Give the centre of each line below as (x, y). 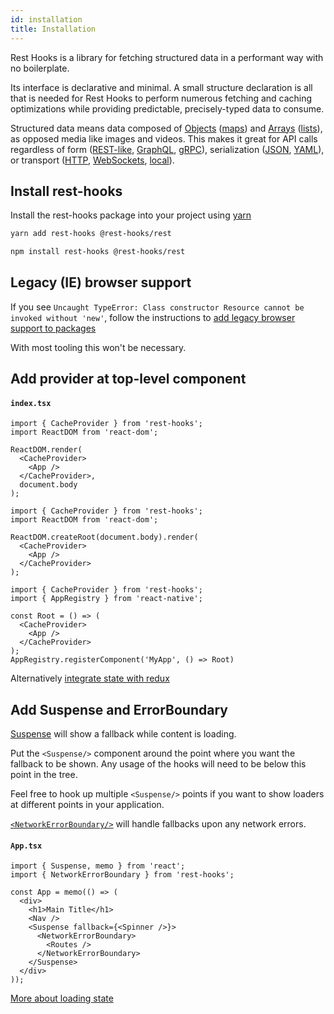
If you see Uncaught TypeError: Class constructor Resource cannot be (157, 307)
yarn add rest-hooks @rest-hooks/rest (91, 234)
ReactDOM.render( (46, 450)
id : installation (46, 19)
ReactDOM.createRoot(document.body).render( (104, 537)
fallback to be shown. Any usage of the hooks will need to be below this (158, 764)
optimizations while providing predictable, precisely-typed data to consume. (167, 108)
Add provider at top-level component (128, 379)
